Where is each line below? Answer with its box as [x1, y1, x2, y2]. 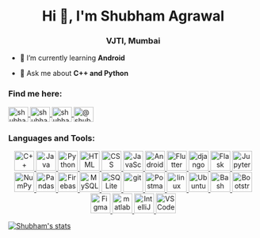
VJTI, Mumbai [105, 36, 161, 47]
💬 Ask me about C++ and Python [19, 69, 129, 78]
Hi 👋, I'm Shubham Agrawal [42, 7, 224, 25]
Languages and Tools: [8, 132, 95, 143]
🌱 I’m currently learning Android [19, 53, 125, 62]
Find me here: [8, 89, 63, 100]
